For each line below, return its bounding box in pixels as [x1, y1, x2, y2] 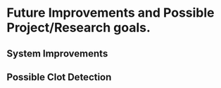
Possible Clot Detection [6, 71, 112, 83]
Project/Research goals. [6, 20, 151, 36]
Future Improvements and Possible [6, 5, 215, 21]
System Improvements [6, 47, 108, 59]
